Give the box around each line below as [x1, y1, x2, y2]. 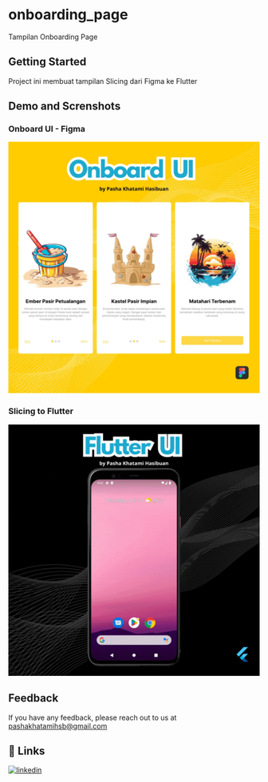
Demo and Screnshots [8, 100, 121, 113]
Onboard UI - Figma [8, 124, 86, 135]
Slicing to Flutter [8, 405, 74, 417]
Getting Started [8, 55, 87, 69]
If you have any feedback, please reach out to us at [8, 713, 177, 722]
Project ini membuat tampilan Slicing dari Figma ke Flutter [8, 76, 198, 85]
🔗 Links [8, 744, 45, 757]
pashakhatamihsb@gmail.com [8, 721, 108, 731]
